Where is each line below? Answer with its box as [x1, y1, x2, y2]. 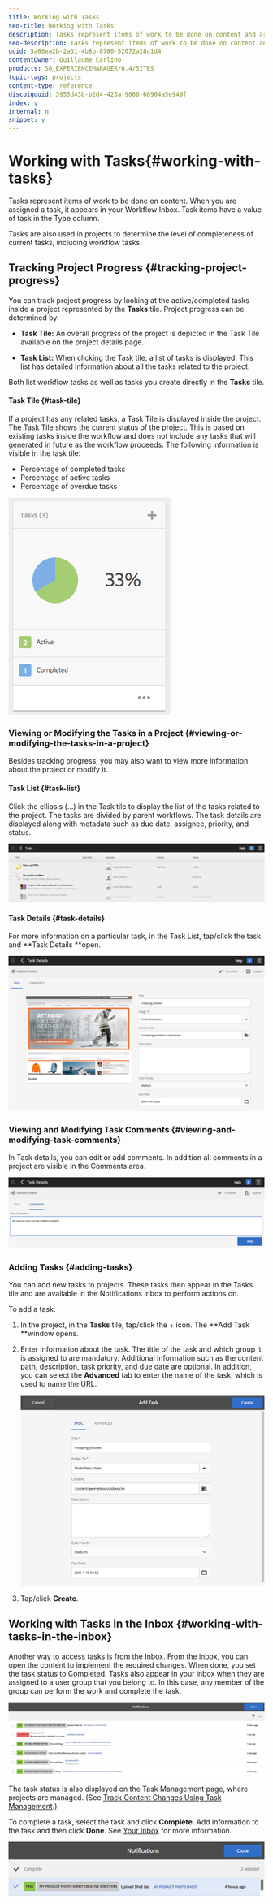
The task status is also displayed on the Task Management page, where [8, 1784, 249, 1794]
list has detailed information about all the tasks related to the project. [19, 361, 250, 371]
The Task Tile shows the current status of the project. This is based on [8, 422, 245, 432]
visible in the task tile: [8, 448, 81, 458]
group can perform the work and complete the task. [8, 1685, 182, 1695]
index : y [8, 98, 38, 107]
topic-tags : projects [8, 73, 82, 81]
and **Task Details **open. [8, 940, 102, 950]
